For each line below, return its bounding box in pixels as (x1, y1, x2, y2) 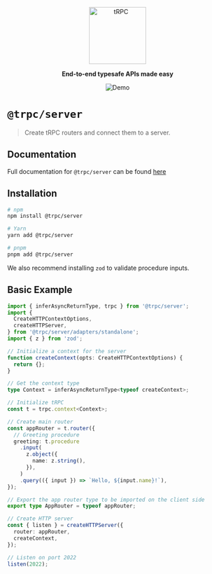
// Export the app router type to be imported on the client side (7, 496, 205, 503)
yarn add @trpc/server (7, 232, 73, 239)
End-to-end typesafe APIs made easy (62, 70, 174, 78)
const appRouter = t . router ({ (7, 425, 96, 432)
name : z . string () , (32, 458, 86, 465)
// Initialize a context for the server (7, 348, 127, 355)
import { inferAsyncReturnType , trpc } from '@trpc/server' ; (7, 302, 190, 310)
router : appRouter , (13, 528, 71, 535)
